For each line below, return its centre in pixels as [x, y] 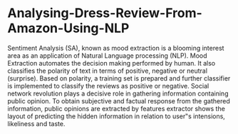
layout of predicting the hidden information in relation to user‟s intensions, [117, 116]
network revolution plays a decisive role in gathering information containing [118, 93]
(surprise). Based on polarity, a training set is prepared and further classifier [119, 78]
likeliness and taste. [36, 123]
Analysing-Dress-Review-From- [105, 13]
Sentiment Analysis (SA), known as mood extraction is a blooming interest [116, 48]
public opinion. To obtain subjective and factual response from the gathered [119, 100]
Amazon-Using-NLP [68, 28]
